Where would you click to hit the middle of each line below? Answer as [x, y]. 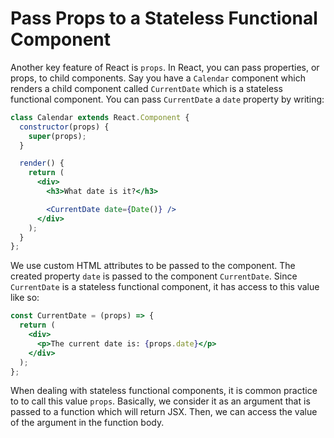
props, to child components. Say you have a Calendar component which [158, 78]
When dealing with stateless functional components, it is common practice [164, 391]
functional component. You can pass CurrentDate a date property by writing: [167, 99]
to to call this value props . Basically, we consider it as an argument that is [160, 401]
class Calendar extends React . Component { [100, 117]
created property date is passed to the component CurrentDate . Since [154, 276]
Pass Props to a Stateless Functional [164, 18]
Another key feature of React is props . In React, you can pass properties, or [165, 67]
